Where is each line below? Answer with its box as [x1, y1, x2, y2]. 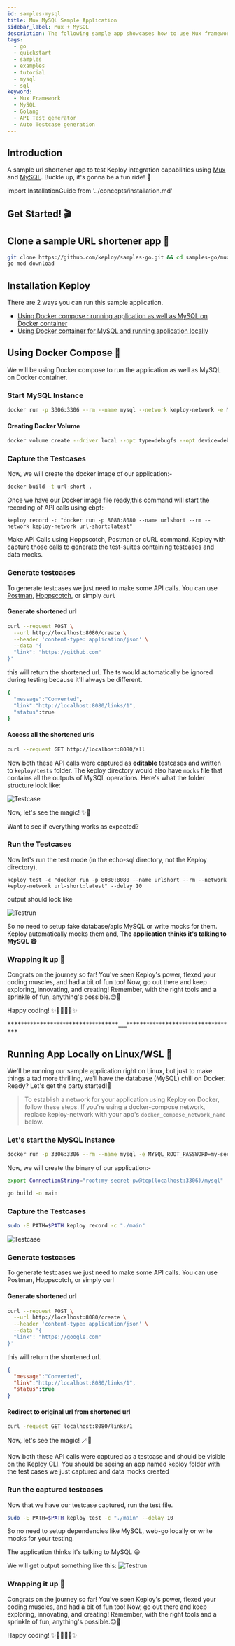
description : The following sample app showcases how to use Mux [7, 29, 201, 37]
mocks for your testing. [7, 1535, 75, 1543]
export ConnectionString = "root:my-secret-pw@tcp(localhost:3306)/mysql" [7, 1177, 224, 1185]
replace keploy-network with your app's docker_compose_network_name [24, 1110, 226, 1118]
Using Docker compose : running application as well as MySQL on [17, 312, 208, 320]
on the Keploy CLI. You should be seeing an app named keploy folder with [7, 1460, 220, 1469]
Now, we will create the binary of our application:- [7, 1164, 152, 1172]
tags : [7, 36, 23, 43]
